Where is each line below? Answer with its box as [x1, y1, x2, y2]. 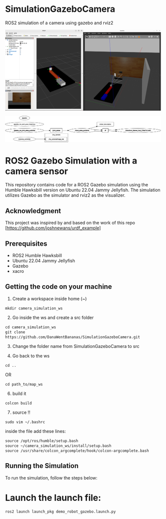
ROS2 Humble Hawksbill [12, 252, 62, 258]
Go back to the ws [12, 352, 50, 359]
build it [12, 390, 26, 396]
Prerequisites [5, 239, 47, 248]
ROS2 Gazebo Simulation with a [5, 155, 137, 166]
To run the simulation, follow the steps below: [5, 475, 98, 480]
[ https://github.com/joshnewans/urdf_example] [5, 225, 101, 231]
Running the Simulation [5, 462, 79, 470]
